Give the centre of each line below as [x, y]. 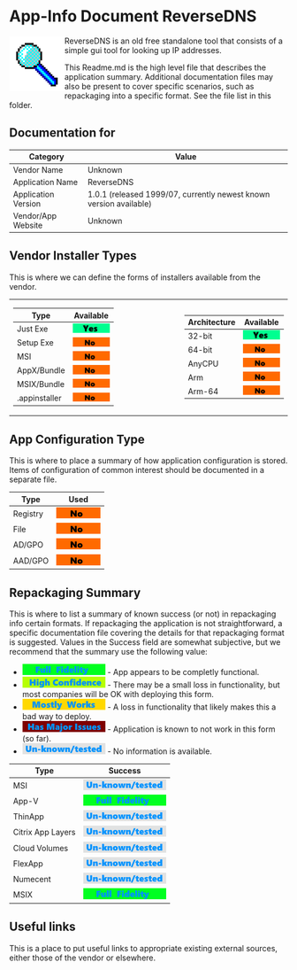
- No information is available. [160, 751]
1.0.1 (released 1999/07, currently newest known [179, 194]
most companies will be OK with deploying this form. [118, 694]
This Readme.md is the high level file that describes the [166, 67]
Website [28, 225]
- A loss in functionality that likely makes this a [192, 707]
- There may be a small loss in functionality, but [194, 685]
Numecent [32, 880]
